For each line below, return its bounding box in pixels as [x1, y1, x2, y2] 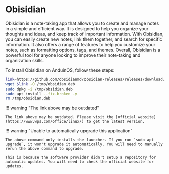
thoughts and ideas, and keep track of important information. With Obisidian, [5, 31, 164, 37]
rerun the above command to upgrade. [5, 146, 84, 151]
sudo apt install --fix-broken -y [5, 91, 78, 96]
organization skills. [5, 57, 44, 63]
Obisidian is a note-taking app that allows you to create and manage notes [5, 20, 159, 26]
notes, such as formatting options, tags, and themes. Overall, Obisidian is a [5, 47, 161, 53]
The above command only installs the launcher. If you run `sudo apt [5, 137, 154, 143]
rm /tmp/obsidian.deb [5, 96, 51, 101]
